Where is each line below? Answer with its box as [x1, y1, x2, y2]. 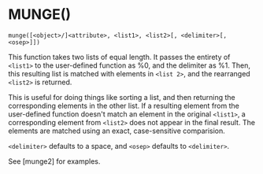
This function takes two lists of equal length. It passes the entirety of [8, 52, 231, 61]
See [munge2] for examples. [8, 156, 101, 166]
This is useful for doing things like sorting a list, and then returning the [8, 92, 236, 102]
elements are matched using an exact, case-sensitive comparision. [8, 126, 226, 135]
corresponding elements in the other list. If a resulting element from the [8, 101, 240, 110]
